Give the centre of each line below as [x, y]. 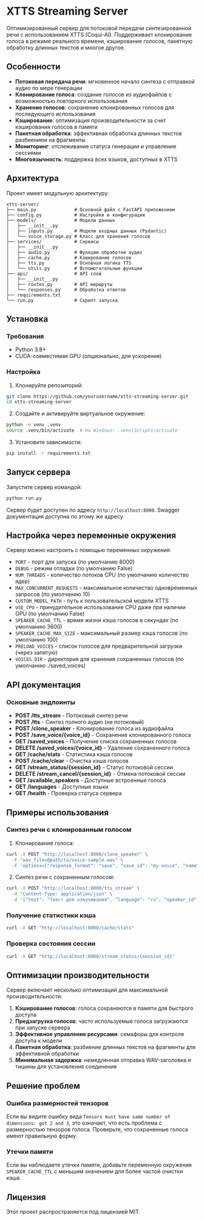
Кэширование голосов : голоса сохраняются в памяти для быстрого [104, 1008]
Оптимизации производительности [78, 975]
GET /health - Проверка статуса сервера [68, 793]
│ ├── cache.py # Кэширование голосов [69, 257]
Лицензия [26, 1197]
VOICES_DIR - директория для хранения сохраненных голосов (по [99, 659]
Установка [27, 319]
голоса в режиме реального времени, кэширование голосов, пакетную [100, 41]
